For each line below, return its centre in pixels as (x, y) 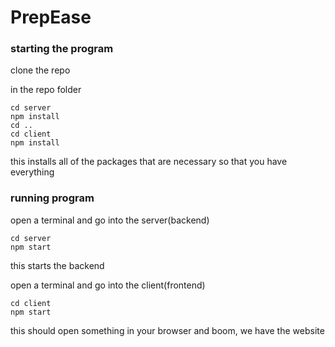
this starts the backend (57, 265)
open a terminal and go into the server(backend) (110, 220)
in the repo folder (46, 90)
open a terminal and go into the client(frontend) (108, 285)
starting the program (62, 49)
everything (32, 172)
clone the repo (40, 70)
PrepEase (51, 17)
